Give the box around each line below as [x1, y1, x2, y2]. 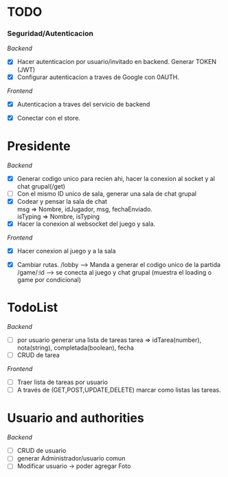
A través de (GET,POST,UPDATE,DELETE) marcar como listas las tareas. [16, 386, 221, 394]
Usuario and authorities [7, 410, 144, 426]
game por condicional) [16, 276, 81, 284]
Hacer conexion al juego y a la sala [16, 246, 116, 255]
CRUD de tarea [16, 351, 60, 359]
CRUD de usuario [16, 447, 67, 455]
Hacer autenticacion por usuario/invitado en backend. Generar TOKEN [16, 58, 217, 66]
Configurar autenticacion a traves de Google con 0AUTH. [16, 73, 180, 81]
